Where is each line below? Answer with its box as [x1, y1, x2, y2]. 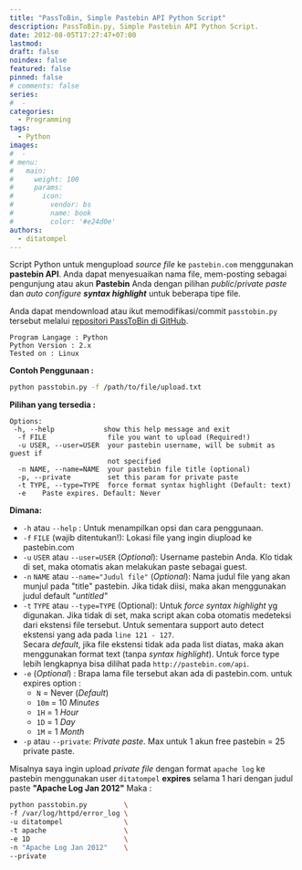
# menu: [9, 157, 39, 167]
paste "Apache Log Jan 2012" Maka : [9, 782, 152, 794]
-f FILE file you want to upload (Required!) [17, 433, 251, 443]
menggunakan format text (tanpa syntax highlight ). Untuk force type [22, 649, 280, 660]
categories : [9, 107, 55, 116]
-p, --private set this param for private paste [17, 473, 239, 482]
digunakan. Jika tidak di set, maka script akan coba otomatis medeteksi [22, 610, 292, 621]
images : [9, 141, 39, 150]
